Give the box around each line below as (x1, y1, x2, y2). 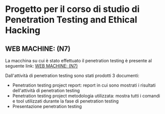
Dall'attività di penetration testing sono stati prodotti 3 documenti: (5, 73, 140, 78)
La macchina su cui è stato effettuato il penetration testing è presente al (5, 58, 152, 63)
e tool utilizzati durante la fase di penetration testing (12, 98, 119, 104)
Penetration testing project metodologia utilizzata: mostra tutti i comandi (12, 93, 161, 99)
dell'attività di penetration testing (12, 88, 80, 93)
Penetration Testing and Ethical (5, 14, 138, 25)
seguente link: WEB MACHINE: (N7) (5, 63, 78, 69)
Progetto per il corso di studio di (5, 3, 140, 15)
